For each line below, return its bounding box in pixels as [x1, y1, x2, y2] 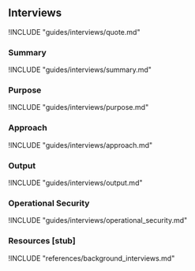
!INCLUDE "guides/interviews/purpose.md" [8, 103, 149, 112]
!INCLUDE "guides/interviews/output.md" [8, 178, 143, 187]
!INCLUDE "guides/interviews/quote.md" [8, 27, 141, 36]
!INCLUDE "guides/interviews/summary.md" [8, 65, 152, 74]
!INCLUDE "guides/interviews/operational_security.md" [8, 216, 188, 225]
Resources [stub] [8, 235, 77, 247]
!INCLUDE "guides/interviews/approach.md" [8, 140, 153, 149]
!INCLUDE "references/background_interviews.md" [8, 253, 175, 263]
